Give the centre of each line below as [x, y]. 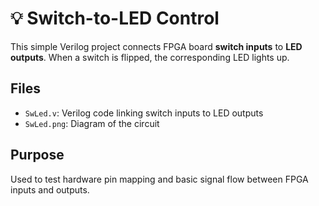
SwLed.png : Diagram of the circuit [92, 123]
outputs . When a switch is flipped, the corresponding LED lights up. [150, 57]
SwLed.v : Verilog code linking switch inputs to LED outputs [144, 113]
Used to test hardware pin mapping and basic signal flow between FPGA [159, 179]
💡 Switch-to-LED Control [115, 18]
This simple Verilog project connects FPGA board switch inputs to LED [156, 46]
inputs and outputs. [50, 189]
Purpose [37, 155]
